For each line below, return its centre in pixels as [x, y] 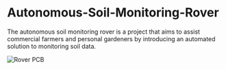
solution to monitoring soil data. [52, 46]
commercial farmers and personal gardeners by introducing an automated [111, 38]
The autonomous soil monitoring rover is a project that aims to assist [104, 32]
